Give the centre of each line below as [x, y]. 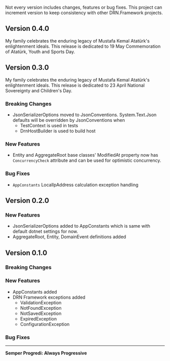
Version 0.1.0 [26, 253]
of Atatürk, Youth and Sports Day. [40, 51]
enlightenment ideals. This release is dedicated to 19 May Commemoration [83, 46]
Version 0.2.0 [27, 201]
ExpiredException [38, 318]
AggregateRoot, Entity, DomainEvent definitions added [69, 237]
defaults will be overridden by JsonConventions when [69, 120]
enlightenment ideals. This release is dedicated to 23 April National [75, 85]
